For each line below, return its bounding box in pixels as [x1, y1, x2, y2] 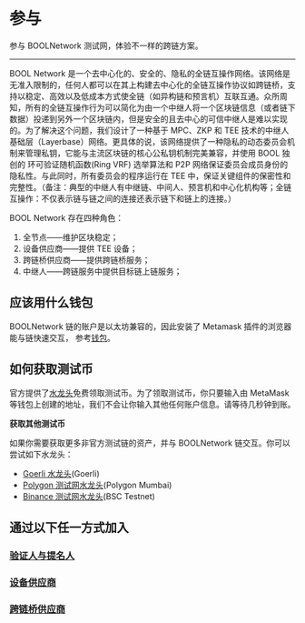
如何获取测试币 [9, 361, 93, 377]
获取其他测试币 [9, 417, 65, 428]
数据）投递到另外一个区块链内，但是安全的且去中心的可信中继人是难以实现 [9, 113, 288, 124]
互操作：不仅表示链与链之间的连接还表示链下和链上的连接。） [9, 193, 236, 204]
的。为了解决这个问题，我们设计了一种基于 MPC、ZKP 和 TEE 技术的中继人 [9, 125, 290, 136]
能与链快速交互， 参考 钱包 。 [9, 332, 115, 343]
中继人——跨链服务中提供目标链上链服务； [22, 266, 182, 276]
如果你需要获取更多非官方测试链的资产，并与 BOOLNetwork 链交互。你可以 [9, 437, 290, 448]
